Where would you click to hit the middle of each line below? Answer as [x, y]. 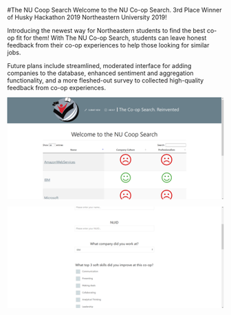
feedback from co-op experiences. [57, 88]
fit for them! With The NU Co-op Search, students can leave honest [111, 38]
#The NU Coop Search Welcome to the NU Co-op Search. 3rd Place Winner [114, 10]
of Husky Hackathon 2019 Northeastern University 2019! [87, 17]
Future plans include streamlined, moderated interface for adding [99, 66]
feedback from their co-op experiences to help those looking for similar [108, 45]
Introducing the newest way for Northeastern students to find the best [106, 31]
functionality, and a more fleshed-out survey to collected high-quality [106, 80]
